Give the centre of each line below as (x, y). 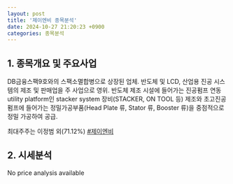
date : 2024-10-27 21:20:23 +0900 (56, 27)
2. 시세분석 (30, 156)
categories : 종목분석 (36, 33)
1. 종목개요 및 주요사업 (52, 63)
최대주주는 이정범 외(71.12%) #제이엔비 (61, 132)
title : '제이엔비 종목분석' (42, 20)
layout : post (26, 14)
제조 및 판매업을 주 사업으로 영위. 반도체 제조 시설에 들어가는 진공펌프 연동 (121, 90)
